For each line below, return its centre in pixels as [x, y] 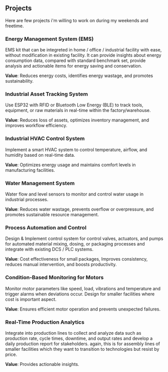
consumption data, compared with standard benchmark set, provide [75, 60]
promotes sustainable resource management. [52, 214]
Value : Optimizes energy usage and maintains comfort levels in [70, 165]
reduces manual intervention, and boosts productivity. [61, 265]
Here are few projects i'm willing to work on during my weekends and [77, 20]
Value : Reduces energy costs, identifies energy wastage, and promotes [79, 76]
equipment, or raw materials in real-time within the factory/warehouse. [78, 110]
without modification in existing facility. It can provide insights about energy [83, 55]
